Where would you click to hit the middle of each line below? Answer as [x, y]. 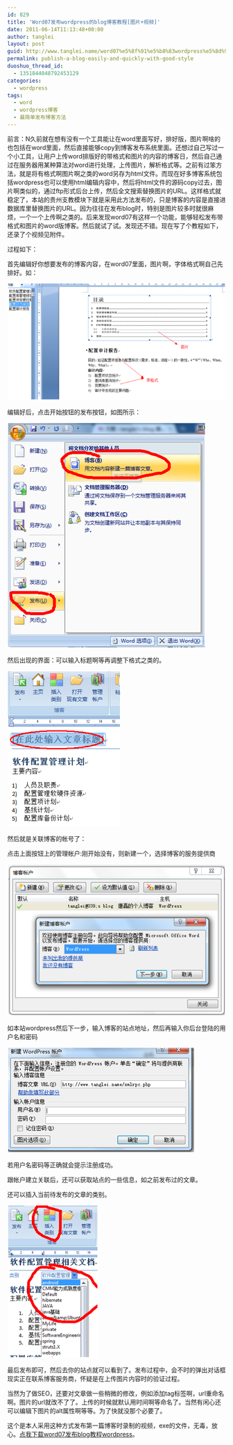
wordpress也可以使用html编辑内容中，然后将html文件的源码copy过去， [114, 182]
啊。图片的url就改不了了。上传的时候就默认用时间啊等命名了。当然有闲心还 [114, 1402]
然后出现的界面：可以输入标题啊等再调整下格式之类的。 [86, 660]
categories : [24, 81]
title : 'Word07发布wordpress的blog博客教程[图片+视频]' [84, 22]
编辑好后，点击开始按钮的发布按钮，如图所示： [74, 412]
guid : [15, 51]
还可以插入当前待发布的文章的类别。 [59, 1195]
